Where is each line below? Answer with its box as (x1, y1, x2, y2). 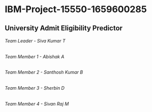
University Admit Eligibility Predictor (5, 24, 123, 32)
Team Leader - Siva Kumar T (5, 38, 66, 44)
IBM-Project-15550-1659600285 (5, 4, 147, 15)
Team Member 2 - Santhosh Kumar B (5, 69, 83, 76)
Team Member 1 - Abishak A (5, 53, 65, 59)
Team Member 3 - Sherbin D (5, 85, 65, 91)
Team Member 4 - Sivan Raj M (5, 100, 69, 107)
